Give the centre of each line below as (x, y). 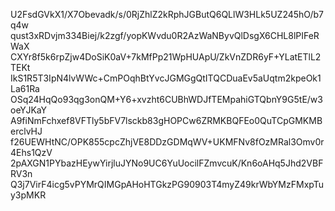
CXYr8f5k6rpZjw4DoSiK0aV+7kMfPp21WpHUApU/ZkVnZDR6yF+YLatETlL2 (166, 57)
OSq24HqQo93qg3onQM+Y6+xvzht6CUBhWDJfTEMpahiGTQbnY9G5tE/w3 (166, 99)
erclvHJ (26, 131)
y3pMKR (28, 195)
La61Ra (25, 88)
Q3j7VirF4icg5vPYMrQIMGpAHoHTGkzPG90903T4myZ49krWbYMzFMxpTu (167, 184)
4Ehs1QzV (31, 152)
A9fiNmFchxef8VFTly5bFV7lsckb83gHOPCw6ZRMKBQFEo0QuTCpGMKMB (166, 120)
